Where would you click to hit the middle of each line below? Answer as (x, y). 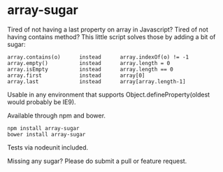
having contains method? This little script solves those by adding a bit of (111, 36)
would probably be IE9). (42, 102)
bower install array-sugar (46, 134)
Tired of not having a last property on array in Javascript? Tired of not (108, 29)
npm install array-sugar (43, 128)
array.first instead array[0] (76, 76)
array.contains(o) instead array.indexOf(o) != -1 (98, 57)
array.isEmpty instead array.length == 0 (90, 69)
